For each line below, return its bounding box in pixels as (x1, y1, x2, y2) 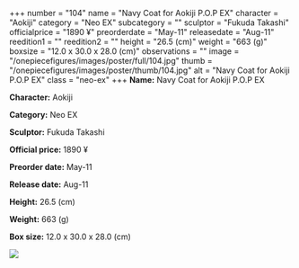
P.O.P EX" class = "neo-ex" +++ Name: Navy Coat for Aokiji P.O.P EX (9, 75, 265, 85)
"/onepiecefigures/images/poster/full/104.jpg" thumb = (9, 56, 213, 66)
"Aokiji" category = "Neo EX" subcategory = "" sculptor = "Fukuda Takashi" (9, 17, 289, 28)
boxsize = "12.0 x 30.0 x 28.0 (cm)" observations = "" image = (9, 46, 240, 57)
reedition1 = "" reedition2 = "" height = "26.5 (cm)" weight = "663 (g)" (9, 36, 268, 47)
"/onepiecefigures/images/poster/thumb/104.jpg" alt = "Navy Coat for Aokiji (9, 65, 290, 76)
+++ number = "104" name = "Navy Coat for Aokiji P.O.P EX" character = (9, 8, 279, 18)
